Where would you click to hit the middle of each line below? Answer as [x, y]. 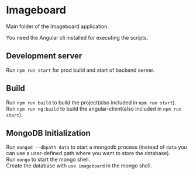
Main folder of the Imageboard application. [58, 26]
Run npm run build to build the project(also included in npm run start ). [91, 102]
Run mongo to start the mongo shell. [48, 160]
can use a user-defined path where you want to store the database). [88, 153]
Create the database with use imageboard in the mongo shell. [79, 166]
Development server [44, 56]
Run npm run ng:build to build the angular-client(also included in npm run [94, 108]
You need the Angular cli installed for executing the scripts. [77, 37]
